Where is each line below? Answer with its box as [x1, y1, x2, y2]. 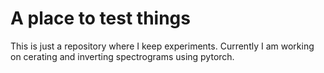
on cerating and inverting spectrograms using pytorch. [10, 50, 235, 62]
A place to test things [10, 7, 191, 30]
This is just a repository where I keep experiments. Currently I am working [10, 40, 315, 52]
